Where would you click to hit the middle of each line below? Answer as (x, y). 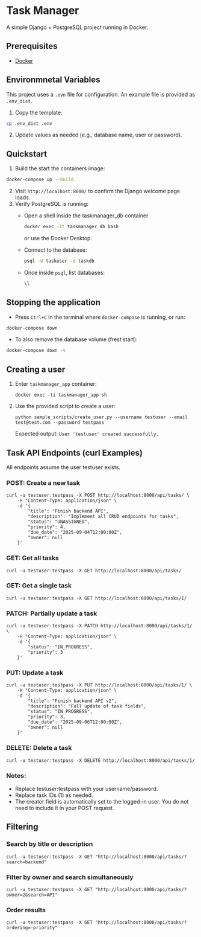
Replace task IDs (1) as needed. (54, 795)
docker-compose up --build (40, 180)
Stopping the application (54, 302)
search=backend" (26, 862)
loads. (23, 197)
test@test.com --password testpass (60, 423)
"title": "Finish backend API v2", (73, 701)
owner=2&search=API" (32, 895)
